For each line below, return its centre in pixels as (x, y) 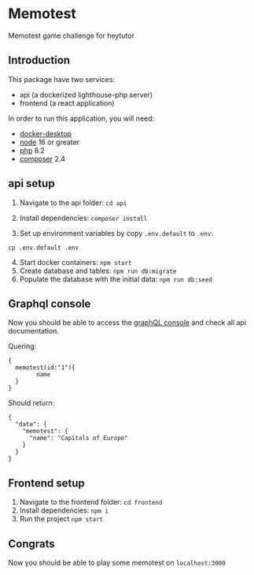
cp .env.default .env (44, 248)
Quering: (22, 346)
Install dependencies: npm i (64, 510)
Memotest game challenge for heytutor (72, 35)
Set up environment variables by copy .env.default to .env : (116, 233)
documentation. (34, 331)
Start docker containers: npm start (75, 262)
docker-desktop (46, 133)
